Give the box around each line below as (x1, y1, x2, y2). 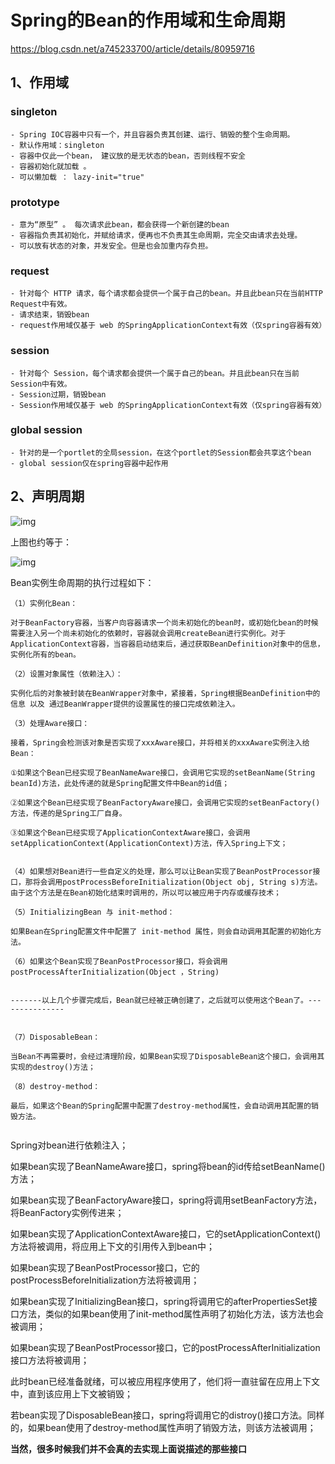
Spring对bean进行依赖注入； (10, 1139, 129, 1151)
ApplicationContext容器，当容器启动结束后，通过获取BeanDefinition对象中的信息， (10, 639, 325, 649)
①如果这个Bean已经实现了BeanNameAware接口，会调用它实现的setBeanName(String (10, 767, 316, 778)
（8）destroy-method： (10, 1081, 101, 1091)
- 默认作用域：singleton (10, 140, 105, 150)
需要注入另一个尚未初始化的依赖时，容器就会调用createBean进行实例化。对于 (10, 628, 287, 638)
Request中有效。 (10, 299, 72, 310)
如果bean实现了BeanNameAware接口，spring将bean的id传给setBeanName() (10, 1160, 326, 1172)
